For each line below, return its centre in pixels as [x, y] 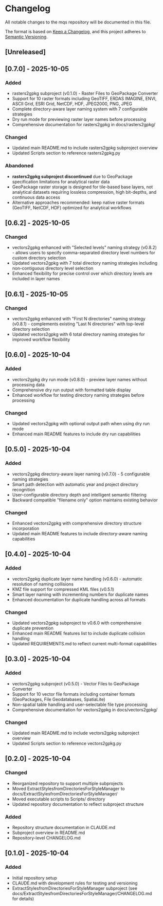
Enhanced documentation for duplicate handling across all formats [79, 599]
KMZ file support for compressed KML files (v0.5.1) [63, 589]
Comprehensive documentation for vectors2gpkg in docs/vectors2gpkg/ [85, 709]
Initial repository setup [35, 878]
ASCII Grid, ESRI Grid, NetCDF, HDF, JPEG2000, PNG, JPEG [72, 104]
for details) [23, 899]
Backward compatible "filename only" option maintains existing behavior [85, 500]
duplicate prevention [33, 628]
